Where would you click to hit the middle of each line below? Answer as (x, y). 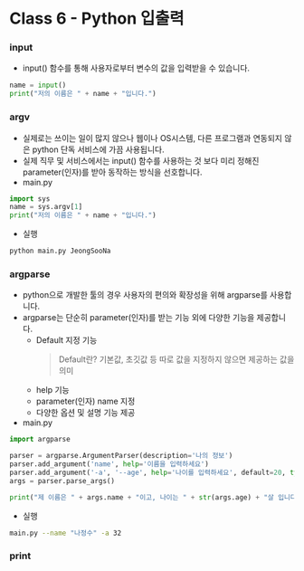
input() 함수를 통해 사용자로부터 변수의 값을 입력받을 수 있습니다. (136, 68)
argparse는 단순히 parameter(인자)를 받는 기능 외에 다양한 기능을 (138, 318)
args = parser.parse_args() (62, 481)
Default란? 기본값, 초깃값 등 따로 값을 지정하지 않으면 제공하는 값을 (176, 359)
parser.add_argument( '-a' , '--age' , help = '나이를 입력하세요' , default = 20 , (148, 472)
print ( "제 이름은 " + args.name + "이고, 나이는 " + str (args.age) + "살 (142, 497)
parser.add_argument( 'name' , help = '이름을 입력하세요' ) (109, 464)
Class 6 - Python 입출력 (97, 19)
